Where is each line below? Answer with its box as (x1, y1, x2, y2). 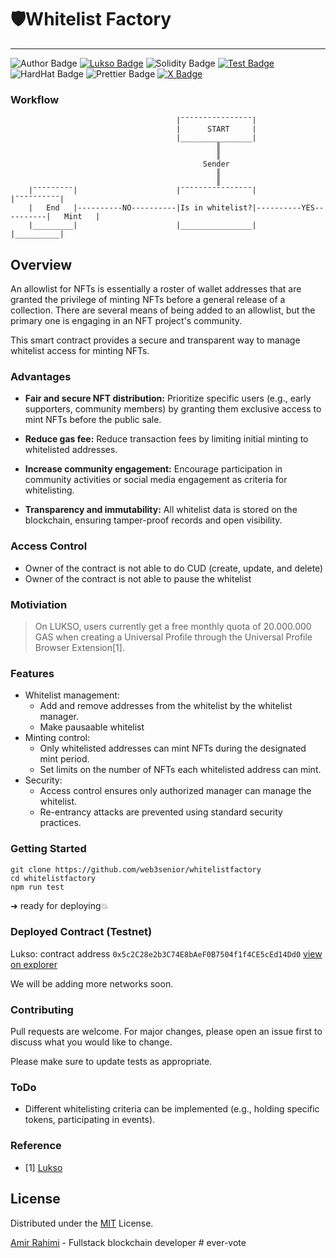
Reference (10, 1139, 62, 1153)
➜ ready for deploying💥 (10, 899, 109, 911)
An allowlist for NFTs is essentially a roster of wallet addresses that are (10, 283, 302, 295)
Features (10, 666, 55, 680)
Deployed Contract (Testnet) (10, 925, 153, 939)
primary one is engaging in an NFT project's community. (10, 315, 243, 327)
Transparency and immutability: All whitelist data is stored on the (24, 504, 298, 516)
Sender (202, 159, 230, 170)
